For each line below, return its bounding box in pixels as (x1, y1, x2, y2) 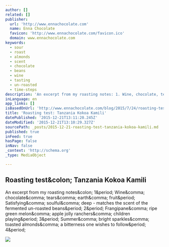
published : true (5, 129, 39, 134)
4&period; (5, 226, 26, 232)
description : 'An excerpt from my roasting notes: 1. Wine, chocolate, (5, 92, 158, 97)
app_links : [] (5, 101, 35, 106)
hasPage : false (5, 139, 37, 144)
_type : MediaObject (5, 153, 46, 158)
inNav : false (5, 143, 33, 149)
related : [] (5, 12, 30, 17)
